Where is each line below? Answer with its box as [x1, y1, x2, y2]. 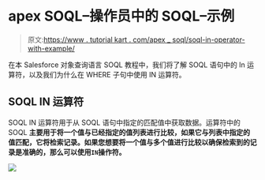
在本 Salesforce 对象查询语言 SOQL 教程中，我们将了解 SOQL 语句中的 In [8, 60, 246, 69]
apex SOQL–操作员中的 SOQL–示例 [8, 7, 235, 25]
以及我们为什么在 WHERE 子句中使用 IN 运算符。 [28, 69, 187, 79]
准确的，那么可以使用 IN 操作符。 [21, 147, 126, 156]
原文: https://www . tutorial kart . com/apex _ [27, 35, 171, 44]
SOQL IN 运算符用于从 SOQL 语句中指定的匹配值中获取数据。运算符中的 [8, 118, 241, 127]
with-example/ [27, 43, 75, 53]
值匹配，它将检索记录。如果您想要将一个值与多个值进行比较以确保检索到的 [8, 137, 250, 147]
